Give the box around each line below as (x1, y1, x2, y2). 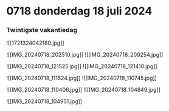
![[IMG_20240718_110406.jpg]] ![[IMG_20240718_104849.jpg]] (6, 86, 161, 94)
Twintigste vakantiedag (6, 26, 78, 34)
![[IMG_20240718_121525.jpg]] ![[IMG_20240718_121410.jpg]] (6, 63, 157, 70)
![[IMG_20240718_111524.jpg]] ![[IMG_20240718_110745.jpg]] (6, 74, 157, 82)
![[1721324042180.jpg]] (6, 39, 65, 46)
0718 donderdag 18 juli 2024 (6, 4, 153, 18)
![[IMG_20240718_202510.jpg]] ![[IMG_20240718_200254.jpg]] (6, 51, 164, 59)
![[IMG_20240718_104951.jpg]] (6, 98, 82, 105)
